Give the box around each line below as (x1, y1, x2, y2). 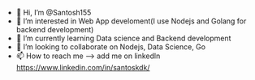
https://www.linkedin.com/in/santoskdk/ (15, 63, 150, 72)
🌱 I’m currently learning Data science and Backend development (15, 33, 231, 43)
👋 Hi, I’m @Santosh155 (15, 8, 92, 17)
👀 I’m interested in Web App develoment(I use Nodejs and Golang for (15, 16, 247, 26)
